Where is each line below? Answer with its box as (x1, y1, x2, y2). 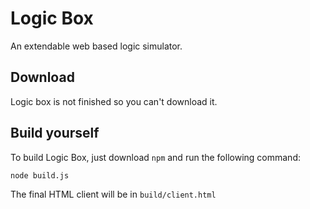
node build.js (10, 170, 70, 181)
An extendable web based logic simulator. (10, 40, 183, 52)
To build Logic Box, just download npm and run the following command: (10, 151, 301, 163)
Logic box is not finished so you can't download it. (10, 95, 218, 107)
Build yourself (10, 125, 100, 142)
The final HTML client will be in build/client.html (10, 188, 217, 201)
